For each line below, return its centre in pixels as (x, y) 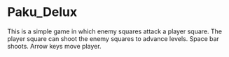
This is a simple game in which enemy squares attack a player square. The (115, 31)
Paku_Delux (42, 12)
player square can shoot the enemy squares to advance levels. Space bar (113, 38)
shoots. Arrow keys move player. (54, 46)
